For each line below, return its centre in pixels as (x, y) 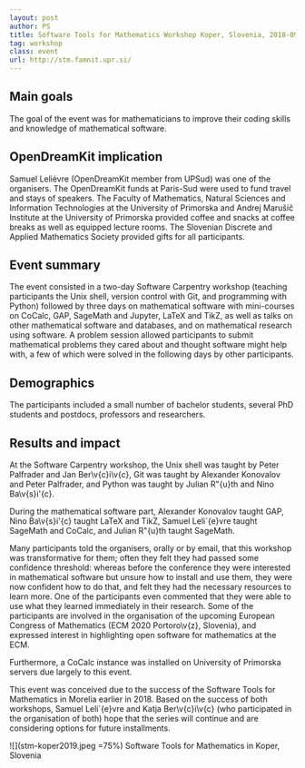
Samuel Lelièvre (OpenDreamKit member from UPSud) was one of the (140, 179)
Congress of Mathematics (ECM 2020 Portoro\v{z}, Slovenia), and (133, 625)
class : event (34, 52)
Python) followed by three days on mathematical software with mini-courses (152, 306)
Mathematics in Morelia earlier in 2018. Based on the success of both (138, 699)
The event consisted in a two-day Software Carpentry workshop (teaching (148, 287)
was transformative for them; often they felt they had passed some (134, 558)
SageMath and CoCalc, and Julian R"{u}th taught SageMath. (123, 531)
